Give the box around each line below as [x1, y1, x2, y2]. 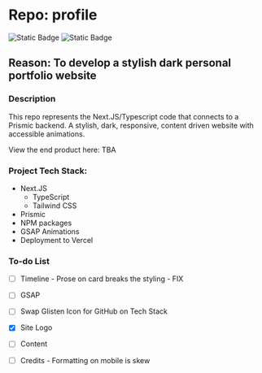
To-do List [8, 255, 50, 267]
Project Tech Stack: [8, 165, 88, 176]
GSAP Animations [20, 226, 80, 236]
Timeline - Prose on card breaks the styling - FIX [20, 274, 184, 284]
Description [8, 93, 56, 105]
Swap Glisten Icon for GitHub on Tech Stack [20, 306, 168, 316]
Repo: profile [8, 6, 98, 24]
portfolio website [8, 69, 97, 83]
